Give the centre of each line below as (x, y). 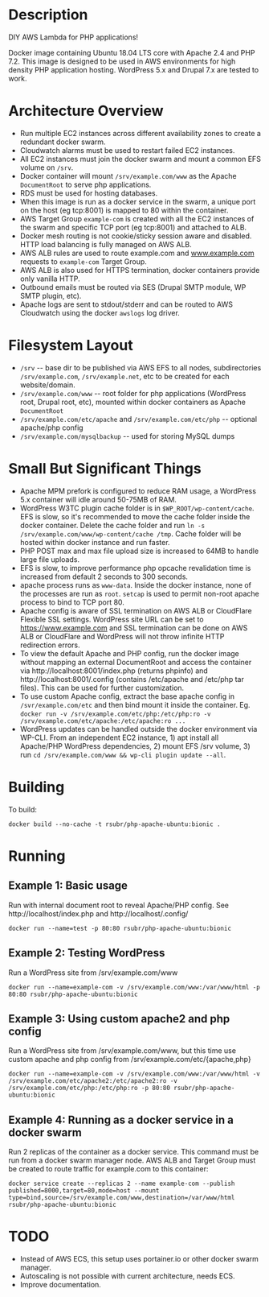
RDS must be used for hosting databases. (89, 193)
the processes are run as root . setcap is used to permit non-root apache (139, 593)
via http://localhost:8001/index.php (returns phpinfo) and (114, 671)
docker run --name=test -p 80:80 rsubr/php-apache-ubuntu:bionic (120, 928)
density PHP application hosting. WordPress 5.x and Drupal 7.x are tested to (134, 69)
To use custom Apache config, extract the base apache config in (127, 696)
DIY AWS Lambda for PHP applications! (73, 37)
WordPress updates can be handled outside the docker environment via (139, 729)
